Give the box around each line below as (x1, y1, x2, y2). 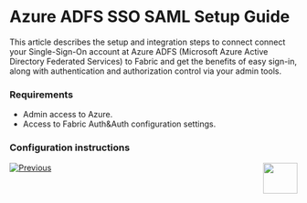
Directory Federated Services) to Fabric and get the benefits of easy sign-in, (9, 56, 298, 66)
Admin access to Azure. (22, 109, 113, 120)
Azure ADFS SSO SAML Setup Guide (9, 6, 291, 27)
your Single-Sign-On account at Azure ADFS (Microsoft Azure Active (9, 46, 269, 56)
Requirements (9, 88, 74, 101)
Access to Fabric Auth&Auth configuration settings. (22, 118, 217, 129)
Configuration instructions (9, 141, 131, 154)
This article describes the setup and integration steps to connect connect (9, 36, 286, 47)
